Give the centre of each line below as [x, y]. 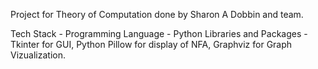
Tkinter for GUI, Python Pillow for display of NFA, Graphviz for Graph [151, 44]
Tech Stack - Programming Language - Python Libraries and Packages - [159, 33]
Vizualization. [38, 55]
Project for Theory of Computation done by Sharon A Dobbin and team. [157, 14]
